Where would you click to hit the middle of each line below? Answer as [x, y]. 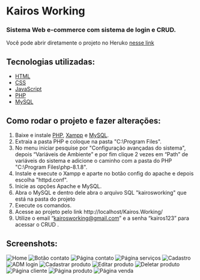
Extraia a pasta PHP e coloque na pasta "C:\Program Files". [88, 142]
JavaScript [28, 89]
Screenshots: [32, 244]
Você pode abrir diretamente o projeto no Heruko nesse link [80, 43]
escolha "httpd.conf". [41, 180]
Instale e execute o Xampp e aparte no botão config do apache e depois [104, 174]
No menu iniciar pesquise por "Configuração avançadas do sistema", [100, 148]
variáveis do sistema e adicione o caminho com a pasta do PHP [93, 161]
